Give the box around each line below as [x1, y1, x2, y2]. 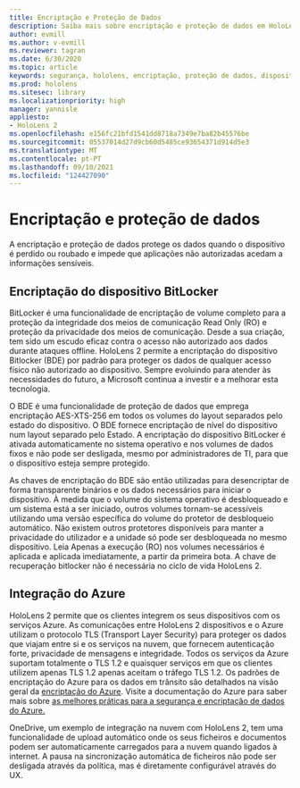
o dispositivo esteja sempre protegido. [9, 457, 150, 468]
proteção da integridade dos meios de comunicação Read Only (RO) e [9, 317, 268, 327]
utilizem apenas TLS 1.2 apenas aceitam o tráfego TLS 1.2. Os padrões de [9, 666, 280, 677]
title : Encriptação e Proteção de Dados [9, 13, 162, 22]
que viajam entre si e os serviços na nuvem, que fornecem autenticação [9, 638, 275, 649]
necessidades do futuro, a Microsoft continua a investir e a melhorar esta [9, 374, 279, 384]
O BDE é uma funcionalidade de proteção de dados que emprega [9, 401, 249, 411]
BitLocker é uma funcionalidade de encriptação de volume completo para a [9, 307, 287, 318]
